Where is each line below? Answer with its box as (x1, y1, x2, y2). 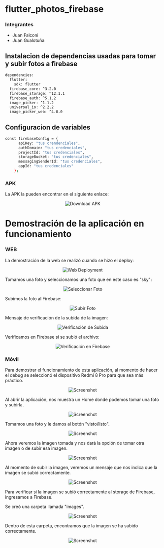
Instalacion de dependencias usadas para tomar (5, 52, 156, 60)
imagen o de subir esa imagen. (5, 445, 68, 451)
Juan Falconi (12, 32, 38, 38)
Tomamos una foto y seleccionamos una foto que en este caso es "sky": (5, 276, 152, 282)
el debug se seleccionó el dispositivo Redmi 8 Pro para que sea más (5, 372, 144, 378)
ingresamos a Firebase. (5, 494, 53, 500)
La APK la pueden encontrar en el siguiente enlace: (5, 191, 109, 197)
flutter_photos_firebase (5, 3, 104, 15)
